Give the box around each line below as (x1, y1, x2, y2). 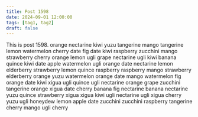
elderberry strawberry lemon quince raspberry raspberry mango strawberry (6, 66, 192, 74)
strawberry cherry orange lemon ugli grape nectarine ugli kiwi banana (6, 54, 177, 61)
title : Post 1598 (6, 8, 49, 15)
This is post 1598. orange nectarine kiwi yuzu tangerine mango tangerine (6, 41, 184, 48)
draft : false (6, 25, 38, 31)
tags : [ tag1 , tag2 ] (6, 19, 54, 25)
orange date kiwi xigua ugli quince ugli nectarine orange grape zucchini (6, 79, 181, 86)
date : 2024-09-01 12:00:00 (6, 14, 73, 20)
